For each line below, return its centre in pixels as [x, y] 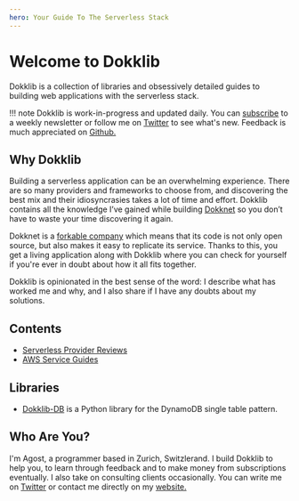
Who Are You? [50, 437]
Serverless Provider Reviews [74, 350]
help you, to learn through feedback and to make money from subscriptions [148, 467]
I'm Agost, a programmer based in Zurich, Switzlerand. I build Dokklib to [141, 458]
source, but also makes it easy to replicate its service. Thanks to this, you [144, 246]
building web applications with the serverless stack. [104, 95]
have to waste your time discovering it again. [91, 219]
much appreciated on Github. [63, 132]
